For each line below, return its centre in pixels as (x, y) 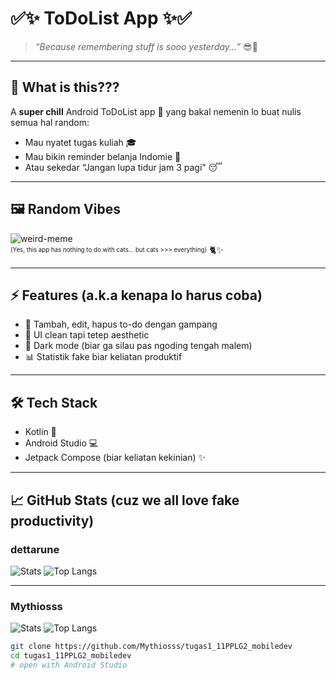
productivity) (52, 520)
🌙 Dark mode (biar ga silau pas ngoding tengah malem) (138, 346)
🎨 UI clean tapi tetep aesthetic (87, 335)
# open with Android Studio (69, 665)
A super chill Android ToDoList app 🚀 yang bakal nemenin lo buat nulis (156, 111)
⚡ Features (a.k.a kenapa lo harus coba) (136, 295)
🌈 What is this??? (65, 87)
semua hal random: (50, 122)
